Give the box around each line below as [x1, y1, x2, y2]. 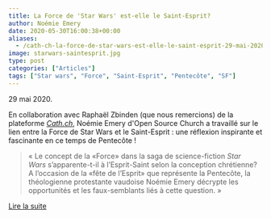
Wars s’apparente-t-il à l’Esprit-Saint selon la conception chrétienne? [27, 159, 258, 170]
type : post [8, 57, 45, 65]
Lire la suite [8, 201, 47, 211]
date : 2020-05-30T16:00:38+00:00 [8, 27, 121, 35]
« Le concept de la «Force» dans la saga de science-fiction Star [27, 151, 242, 161]
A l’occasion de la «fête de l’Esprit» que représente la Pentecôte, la [27, 168, 251, 178]
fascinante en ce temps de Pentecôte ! [8, 135, 137, 145]
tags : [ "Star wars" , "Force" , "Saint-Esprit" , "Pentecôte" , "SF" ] [8, 72, 236, 80]
